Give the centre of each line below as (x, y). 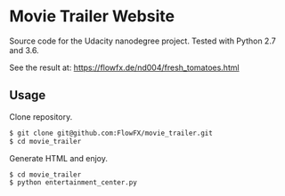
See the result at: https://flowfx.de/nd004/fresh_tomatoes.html (124, 67)
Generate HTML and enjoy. (59, 158)
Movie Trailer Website (92, 16)
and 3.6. (24, 50)
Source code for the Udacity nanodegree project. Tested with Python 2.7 (142, 41)
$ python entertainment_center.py (73, 183)
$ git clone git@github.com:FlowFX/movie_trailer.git (111, 133)
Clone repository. (41, 116)
